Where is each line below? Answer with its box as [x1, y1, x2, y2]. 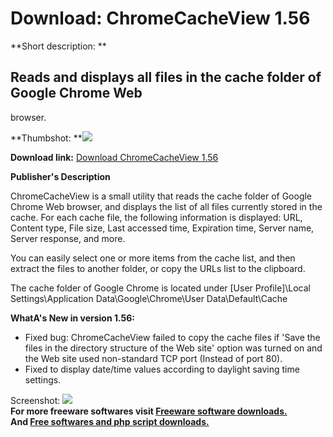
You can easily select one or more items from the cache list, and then [10, 252, 296, 264]
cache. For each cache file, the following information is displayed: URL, [10, 211, 303, 223]
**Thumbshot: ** [10, 132, 83, 144]
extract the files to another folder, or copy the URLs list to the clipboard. [10, 262, 306, 274]
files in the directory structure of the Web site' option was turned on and [24, 342, 323, 354]
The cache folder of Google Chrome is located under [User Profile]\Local [10, 282, 311, 294]
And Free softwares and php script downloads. [10, 415, 210, 427]
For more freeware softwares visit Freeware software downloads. [10, 405, 288, 417]
